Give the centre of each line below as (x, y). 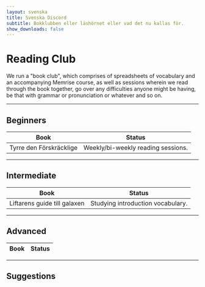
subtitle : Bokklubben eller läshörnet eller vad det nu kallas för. (95, 23)
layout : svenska (27, 12)
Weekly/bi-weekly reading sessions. (135, 148)
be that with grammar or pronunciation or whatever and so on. (85, 96)
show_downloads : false (35, 29)
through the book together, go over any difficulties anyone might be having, (101, 89)
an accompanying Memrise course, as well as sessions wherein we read (97, 82)
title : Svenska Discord (37, 18)
